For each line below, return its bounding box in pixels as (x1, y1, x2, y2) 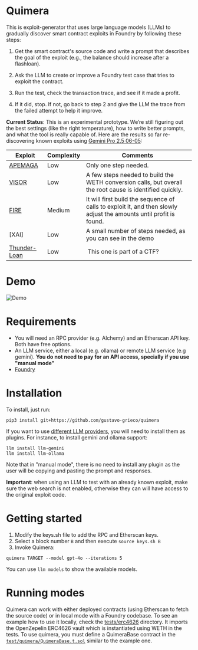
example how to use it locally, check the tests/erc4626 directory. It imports (6, 618, 188, 625)
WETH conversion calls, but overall (85, 178, 183, 186)
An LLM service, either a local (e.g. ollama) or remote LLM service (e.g (14, 347, 186, 354)
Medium (47, 206, 70, 214)
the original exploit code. (6, 491, 67, 498)
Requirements (6, 315, 77, 329)
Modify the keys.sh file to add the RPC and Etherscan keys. (14, 531, 159, 538)
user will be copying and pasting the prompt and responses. (6, 467, 152, 474)
